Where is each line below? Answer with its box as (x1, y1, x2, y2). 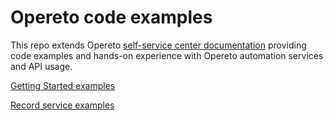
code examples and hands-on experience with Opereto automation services (10, 49, 324, 61)
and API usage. (10, 60, 73, 72)
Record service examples (10, 99, 115, 111)
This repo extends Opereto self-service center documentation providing (10, 39, 307, 51)
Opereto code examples (10, 6, 213, 29)
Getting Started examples (10, 79, 116, 91)
